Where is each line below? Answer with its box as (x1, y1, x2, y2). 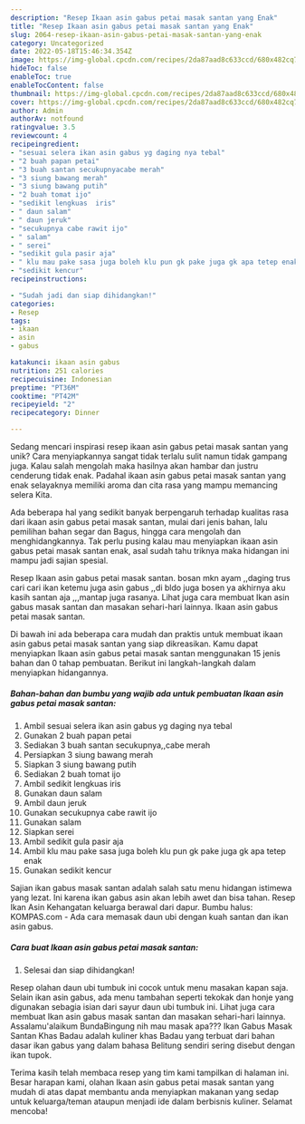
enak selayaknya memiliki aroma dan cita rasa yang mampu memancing (10, 480, 279, 490)
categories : (10, 299, 55, 308)
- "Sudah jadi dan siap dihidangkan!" (10, 291, 157, 300)
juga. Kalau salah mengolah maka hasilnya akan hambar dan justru (10, 460, 259, 471)
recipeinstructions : (10, 275, 89, 284)
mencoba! (10, 1105, 48, 1116)
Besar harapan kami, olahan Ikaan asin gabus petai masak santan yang (10, 1076, 275, 1088)
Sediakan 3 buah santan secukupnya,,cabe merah (23, 740, 211, 751)
